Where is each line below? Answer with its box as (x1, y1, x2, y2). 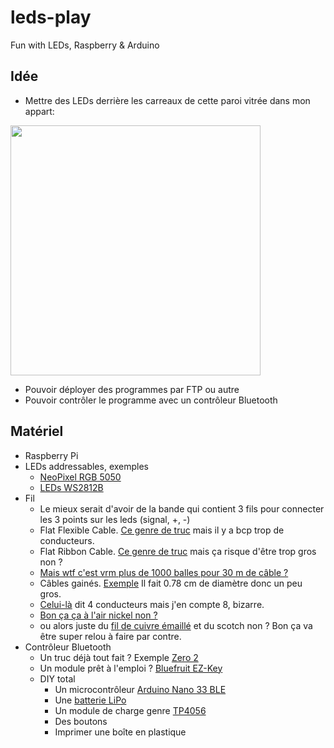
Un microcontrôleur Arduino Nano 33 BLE (54, 683, 227, 695)
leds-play (10, 6, 92, 29)
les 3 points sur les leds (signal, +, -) (39, 513, 191, 525)
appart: (24, 105, 55, 117)
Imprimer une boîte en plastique (54, 726, 187, 738)
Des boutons (54, 715, 108, 727)
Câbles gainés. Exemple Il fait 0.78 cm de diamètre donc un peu (39, 577, 303, 589)
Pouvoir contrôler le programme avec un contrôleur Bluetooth (24, 394, 278, 406)
